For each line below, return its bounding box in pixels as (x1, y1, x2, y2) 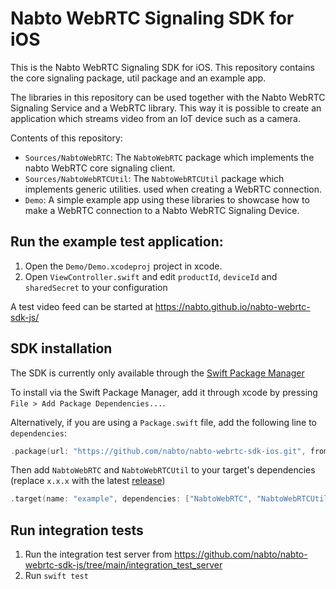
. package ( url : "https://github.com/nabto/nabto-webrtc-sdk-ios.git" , (10, 446, 307, 456)
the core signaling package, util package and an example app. (10, 72, 267, 84)
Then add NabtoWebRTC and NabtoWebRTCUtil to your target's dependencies (10, 464, 316, 476)
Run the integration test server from (24, 548, 173, 561)
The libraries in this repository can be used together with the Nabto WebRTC (10, 91, 326, 103)
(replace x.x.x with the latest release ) (10, 475, 166, 487)
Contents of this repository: (10, 132, 123, 144)
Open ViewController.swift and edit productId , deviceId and (24, 270, 278, 282)
